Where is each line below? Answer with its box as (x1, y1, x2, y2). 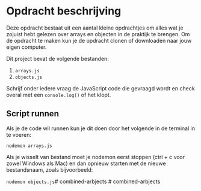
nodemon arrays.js (6, 143, 52, 149)
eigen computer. (6, 43, 47, 51)
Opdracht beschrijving (6, 4, 122, 18)
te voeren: (6, 131, 32, 138)
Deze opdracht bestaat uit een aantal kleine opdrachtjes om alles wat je (6, 24, 184, 31)
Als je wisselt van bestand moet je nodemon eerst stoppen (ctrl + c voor (6, 153, 185, 160)
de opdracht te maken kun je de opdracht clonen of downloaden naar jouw (6, 37, 192, 44)
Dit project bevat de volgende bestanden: (6, 55, 110, 62)
